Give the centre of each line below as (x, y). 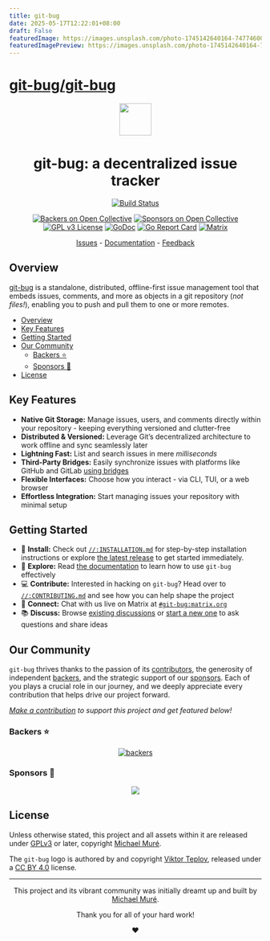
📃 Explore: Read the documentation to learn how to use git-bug (126, 567)
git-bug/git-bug (62, 86)
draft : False (31, 31)
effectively (38, 575)
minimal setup (44, 505)
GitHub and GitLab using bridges (75, 470)
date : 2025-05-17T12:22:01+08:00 (65, 23)
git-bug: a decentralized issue (135, 164)
